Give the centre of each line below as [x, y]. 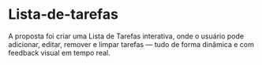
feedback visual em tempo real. [59, 52]
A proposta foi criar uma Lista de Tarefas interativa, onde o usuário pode [126, 36]
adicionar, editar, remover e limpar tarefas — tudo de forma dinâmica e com [131, 44]
